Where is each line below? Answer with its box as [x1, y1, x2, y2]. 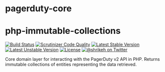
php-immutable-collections [5, 25, 121, 37]
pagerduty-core [5, 3, 72, 14]
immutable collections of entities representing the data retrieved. [5, 62, 137, 68]
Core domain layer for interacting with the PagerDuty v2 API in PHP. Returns [5, 56, 160, 62]
